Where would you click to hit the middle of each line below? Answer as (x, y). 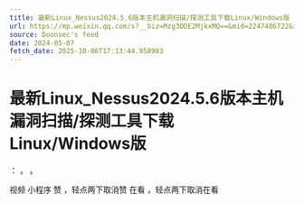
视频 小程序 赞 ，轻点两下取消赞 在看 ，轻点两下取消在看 (114, 189)
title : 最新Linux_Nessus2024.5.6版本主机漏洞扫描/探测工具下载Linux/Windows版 (150, 18)
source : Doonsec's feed (54, 34)
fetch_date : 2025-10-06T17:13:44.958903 (87, 51)
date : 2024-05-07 (42, 43)
